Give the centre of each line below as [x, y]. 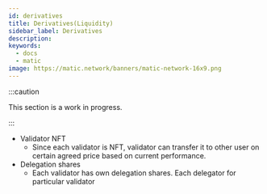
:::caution [24, 91]
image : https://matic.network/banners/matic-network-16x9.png [115, 69]
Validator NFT [43, 138]
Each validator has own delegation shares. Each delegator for [134, 173]
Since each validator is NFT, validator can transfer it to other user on [146, 147]
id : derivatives [35, 16]
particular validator [63, 181]
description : [30, 38]
